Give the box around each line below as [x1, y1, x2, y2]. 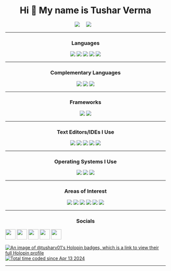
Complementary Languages [50, 69, 121, 76]
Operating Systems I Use [54, 158, 117, 165]
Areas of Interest [64, 188, 107, 195]
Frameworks [69, 99, 102, 106]
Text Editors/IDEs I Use [56, 128, 115, 135]
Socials [76, 217, 95, 224]
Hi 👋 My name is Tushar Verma [19, 5, 152, 16]
